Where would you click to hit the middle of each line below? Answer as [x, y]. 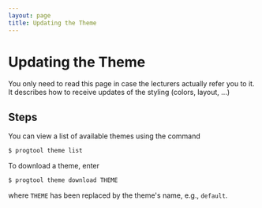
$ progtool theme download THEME [63, 180]
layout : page [30, 15]
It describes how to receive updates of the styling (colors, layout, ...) [119, 93]
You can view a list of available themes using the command [105, 136]
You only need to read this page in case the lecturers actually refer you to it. [131, 84]
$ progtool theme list [45, 151]
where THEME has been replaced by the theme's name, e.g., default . [118, 195]
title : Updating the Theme [52, 23]
